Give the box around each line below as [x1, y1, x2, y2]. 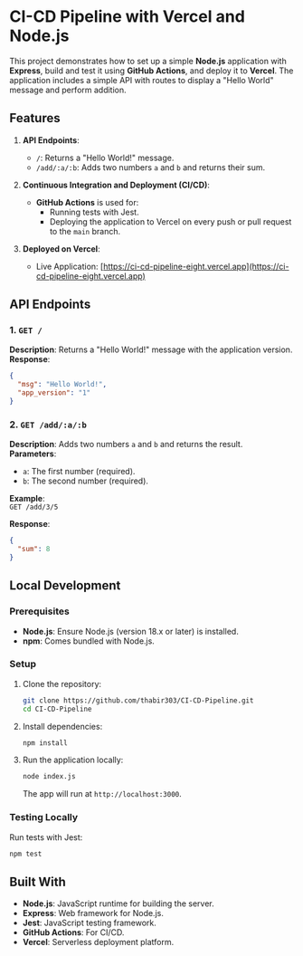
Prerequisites [9, 605, 70, 617]
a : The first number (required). [22, 466, 136, 477]
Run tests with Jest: [9, 831, 83, 843]
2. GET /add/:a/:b [9, 418, 88, 431]
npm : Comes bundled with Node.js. [22, 636, 156, 646]
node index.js [22, 772, 76, 781]
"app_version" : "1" [17, 388, 91, 397]
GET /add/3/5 [9, 502, 59, 512]
